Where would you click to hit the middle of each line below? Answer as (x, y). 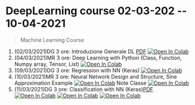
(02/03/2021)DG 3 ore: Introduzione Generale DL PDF (80, 51)
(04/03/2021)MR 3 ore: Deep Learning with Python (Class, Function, (98, 58)
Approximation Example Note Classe (80, 83)
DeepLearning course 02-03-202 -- (96, 11)
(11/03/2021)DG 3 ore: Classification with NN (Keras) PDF (83, 89)
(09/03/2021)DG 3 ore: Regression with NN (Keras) (77, 70)
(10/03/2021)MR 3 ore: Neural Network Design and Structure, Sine (95, 77)
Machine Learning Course (52, 40)
